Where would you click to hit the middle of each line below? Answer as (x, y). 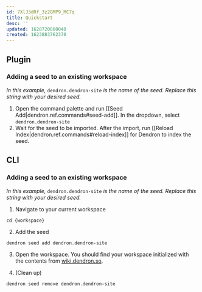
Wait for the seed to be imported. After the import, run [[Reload (94, 128)
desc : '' (17, 23)
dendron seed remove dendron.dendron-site (61, 284)
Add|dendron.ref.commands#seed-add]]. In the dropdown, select (97, 115)
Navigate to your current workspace (61, 209)
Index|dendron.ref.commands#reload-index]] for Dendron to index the (103, 134)
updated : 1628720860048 (37, 29)
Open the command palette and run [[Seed (69, 108)
